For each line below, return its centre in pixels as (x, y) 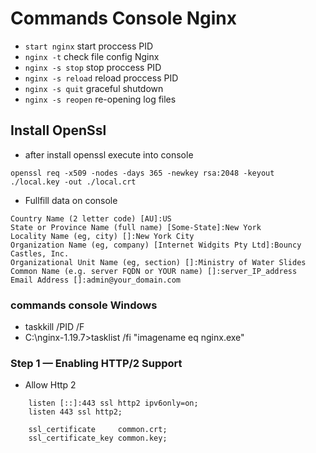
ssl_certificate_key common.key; (98, 438)
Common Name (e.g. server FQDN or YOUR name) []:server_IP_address (154, 271)
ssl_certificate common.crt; (98, 430)
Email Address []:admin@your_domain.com (96, 280)
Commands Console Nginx (124, 18)
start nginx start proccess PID (89, 46)
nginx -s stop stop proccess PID (93, 67)
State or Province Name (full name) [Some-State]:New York (136, 227)
